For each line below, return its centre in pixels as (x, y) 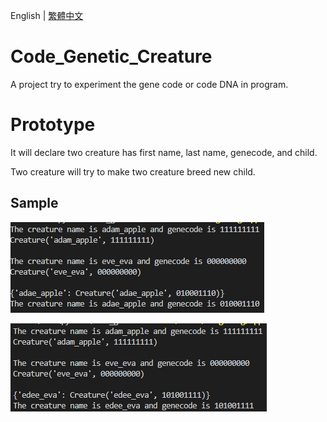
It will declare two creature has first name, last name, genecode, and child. (164, 152)
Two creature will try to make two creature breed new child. (133, 171)
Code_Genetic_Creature (111, 56)
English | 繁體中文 (47, 15)
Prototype (53, 125)
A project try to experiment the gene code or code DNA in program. (149, 84)
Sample (34, 203)
